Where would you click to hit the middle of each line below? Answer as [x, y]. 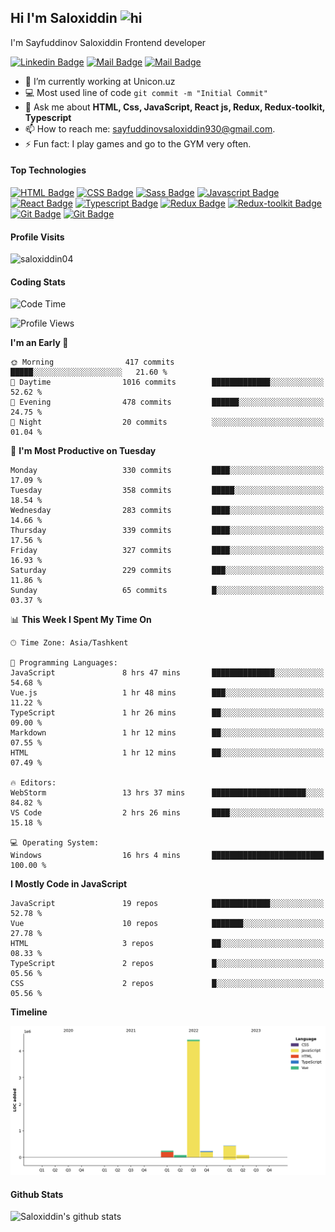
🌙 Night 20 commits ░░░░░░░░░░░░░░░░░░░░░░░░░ [167, 422]
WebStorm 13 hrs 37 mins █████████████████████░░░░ [167, 793]
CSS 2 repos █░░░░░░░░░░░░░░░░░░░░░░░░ [167, 984]
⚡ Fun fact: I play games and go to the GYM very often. [138, 143]
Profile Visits [37, 237]
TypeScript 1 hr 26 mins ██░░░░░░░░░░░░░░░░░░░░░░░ [167, 713]
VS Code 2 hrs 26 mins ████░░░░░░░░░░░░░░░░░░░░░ [167, 813]
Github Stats [37, 1194]
